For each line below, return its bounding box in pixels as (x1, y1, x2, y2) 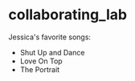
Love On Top (19, 56, 63, 66)
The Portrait (19, 64, 60, 74)
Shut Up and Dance (19, 47, 85, 57)
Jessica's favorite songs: (8, 32, 91, 42)
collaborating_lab (8, 6, 127, 24)
